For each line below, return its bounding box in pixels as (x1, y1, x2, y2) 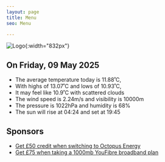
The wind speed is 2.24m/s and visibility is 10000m (15, 96, 144, 103)
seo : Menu (6, 20, 32, 26)
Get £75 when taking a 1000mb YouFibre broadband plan (15, 149, 159, 156)
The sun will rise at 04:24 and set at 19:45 (15, 108, 121, 116)
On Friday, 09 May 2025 (6, 60, 100, 70)
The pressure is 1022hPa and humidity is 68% (15, 102, 131, 110)
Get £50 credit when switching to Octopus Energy (15, 143, 141, 149)
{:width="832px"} (25, 42, 70, 49)
